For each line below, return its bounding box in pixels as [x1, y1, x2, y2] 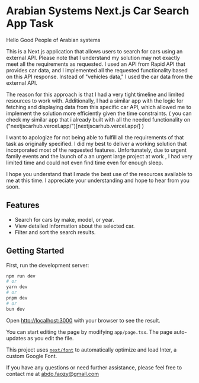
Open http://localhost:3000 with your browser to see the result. [6, 317, 161, 324]
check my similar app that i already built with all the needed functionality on [6, 116, 191, 123]
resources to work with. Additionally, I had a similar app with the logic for [6, 97, 184, 104]
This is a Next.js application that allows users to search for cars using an [6, 47, 183, 55]
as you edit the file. [27, 334, 74, 341]
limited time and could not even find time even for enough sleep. [6, 159, 163, 166]
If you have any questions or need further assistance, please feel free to [6, 363, 182, 371]
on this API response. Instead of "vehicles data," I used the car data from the [6, 73, 193, 80]
